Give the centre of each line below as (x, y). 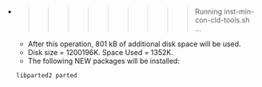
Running (208, 12)
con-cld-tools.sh (222, 20)
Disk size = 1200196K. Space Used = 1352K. (100, 52)
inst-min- (239, 12)
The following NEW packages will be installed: (103, 61)
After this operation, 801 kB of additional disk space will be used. (134, 44)
